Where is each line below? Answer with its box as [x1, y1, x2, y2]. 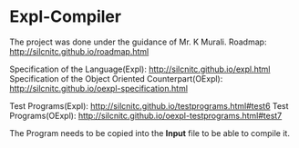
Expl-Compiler [9, 6, 121, 27]
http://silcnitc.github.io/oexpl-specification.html [9, 83, 189, 94]
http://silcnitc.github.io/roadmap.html [9, 45, 149, 56]
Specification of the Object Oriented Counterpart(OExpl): [9, 73, 223, 84]
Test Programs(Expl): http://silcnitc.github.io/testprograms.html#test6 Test [9, 100, 289, 111]
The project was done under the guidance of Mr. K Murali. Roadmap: [9, 36, 267, 47]
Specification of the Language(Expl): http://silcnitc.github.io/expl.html [9, 64, 271, 74]
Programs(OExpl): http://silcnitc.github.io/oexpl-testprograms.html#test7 [9, 110, 283, 121]
